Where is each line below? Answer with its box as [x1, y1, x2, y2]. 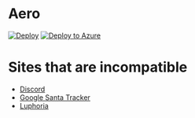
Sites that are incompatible [8, 58, 188, 76]
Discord [19, 84, 46, 94]
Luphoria [19, 101, 49, 110]
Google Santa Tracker [19, 92, 90, 102]
